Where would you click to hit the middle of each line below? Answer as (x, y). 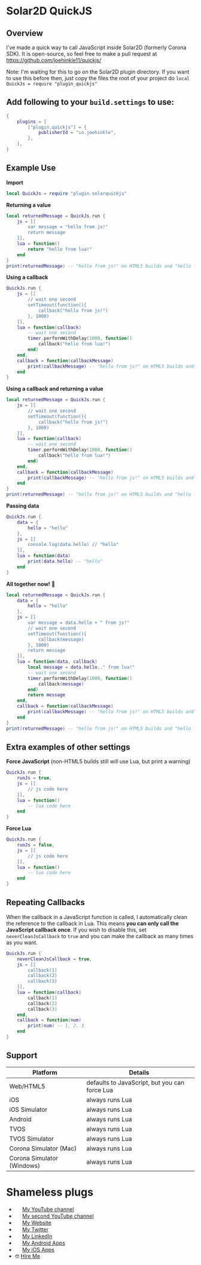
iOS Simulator (28, 1109)
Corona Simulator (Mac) (43, 1148)
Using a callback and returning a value (55, 389)
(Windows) (25, 1166)
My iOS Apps (38, 1249)
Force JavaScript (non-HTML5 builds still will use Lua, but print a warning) (98, 762)
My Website (37, 1222)
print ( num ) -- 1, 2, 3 (56, 1026)
